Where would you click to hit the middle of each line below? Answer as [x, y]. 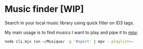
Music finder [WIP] [44, 9]
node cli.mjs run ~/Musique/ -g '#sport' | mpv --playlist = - [69, 41]
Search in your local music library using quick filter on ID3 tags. [70, 23]
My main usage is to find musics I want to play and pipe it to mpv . [71, 32]
